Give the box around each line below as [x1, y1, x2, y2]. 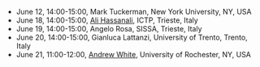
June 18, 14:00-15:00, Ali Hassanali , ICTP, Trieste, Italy [15, 15, 199, 25]
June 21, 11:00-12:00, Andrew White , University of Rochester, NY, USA [15, 50, 252, 59]
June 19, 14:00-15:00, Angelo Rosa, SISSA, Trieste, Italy [15, 24, 202, 33]
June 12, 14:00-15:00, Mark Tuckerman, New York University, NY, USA [15, 7, 252, 16]
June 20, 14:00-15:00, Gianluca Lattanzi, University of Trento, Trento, [15, 32, 248, 42]
